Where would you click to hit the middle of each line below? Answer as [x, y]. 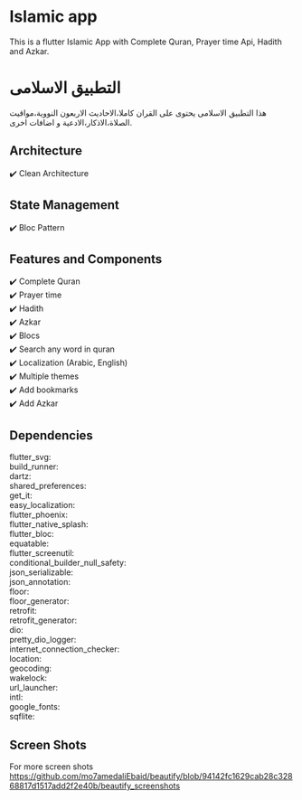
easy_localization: [42, 505]
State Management [64, 205]
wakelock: [28, 678]
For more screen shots [51, 767]
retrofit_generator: [43, 620]
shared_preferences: [48, 486]
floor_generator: [39, 601]
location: [26, 659]
